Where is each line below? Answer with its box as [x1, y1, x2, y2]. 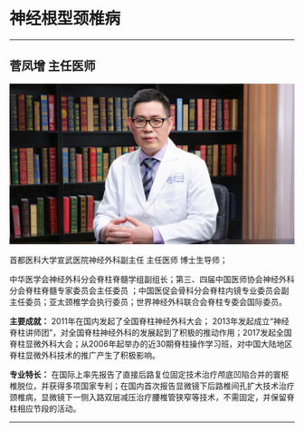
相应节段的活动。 [16, 403, 81, 414]
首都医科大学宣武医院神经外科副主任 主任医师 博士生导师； [9, 254, 228, 265]
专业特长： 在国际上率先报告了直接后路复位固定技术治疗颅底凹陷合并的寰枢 [9, 368, 290, 379]
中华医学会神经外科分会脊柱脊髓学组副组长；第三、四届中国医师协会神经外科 [9, 273, 295, 284]
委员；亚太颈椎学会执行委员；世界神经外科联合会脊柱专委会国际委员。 [24, 296, 287, 307]
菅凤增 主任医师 [9, 58, 96, 74]
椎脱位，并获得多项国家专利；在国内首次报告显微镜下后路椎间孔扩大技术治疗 [9, 380, 295, 391]
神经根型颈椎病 [9, 8, 121, 29]
